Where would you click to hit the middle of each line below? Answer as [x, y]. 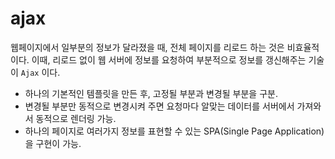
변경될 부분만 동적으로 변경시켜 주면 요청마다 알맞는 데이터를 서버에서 [159, 106]
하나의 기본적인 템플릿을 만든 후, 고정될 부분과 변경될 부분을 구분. [151, 93]
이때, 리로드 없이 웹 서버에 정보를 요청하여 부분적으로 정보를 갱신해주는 [169, 59]
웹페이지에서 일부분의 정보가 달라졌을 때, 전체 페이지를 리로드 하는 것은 [147, 47]
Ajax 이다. [40, 72]
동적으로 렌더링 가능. [76, 118]
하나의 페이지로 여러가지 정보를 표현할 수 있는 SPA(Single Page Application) [174, 131]
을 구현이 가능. [53, 143]
